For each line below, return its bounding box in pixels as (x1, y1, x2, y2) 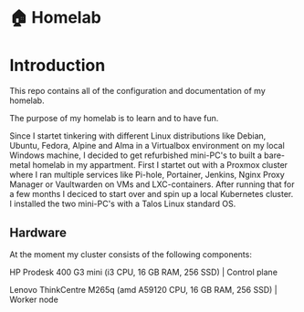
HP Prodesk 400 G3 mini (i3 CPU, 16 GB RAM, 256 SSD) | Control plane (9, 266, 278, 277)
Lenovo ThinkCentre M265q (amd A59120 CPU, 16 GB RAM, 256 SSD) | (9, 284, 278, 295)
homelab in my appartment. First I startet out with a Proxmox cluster (32, 160, 288, 171)
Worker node (9, 294, 59, 305)
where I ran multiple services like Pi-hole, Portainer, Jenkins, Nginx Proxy (9, 170, 285, 181)
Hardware (9, 224, 67, 240)
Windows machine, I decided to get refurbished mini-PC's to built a (9, 150, 263, 161)
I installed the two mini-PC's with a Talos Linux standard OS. (9, 198, 236, 210)
